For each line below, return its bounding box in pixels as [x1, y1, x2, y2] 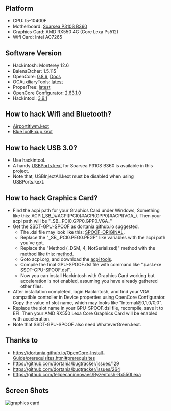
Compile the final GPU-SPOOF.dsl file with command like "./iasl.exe [20, 262, 162, 268]
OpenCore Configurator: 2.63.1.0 [12, 89, 82, 96]
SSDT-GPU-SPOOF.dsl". [20, 267, 71, 273]
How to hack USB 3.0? [5, 143, 78, 152]
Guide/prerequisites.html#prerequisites [12, 355, 95, 361]
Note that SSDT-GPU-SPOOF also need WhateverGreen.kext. [12, 322, 141, 328]
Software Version [5, 49, 62, 58]
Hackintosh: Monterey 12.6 [12, 62, 69, 68]
